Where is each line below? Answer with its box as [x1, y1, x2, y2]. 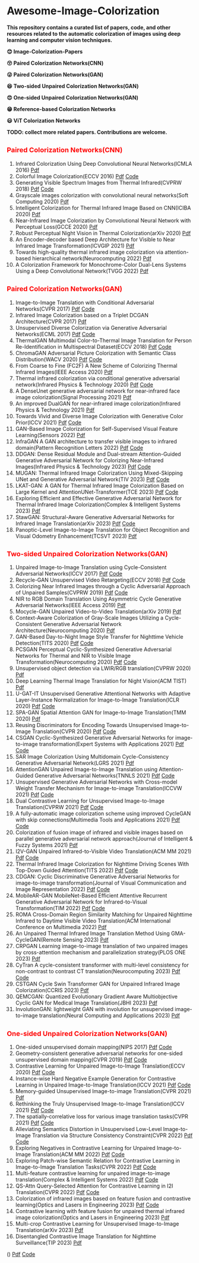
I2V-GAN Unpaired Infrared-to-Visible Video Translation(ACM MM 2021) [15, 848, 192, 855]
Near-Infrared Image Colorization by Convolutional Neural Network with [15, 217, 191, 224]
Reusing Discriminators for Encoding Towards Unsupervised [15, 722, 163, 729]
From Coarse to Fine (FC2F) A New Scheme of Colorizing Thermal [15, 362, 178, 369]
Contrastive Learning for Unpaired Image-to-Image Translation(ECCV [15, 1062, 185, 1070]
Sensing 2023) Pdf [62, 936, 109, 943]
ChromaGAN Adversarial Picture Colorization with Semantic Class [15, 349, 176, 356]
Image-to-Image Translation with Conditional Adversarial [15, 299, 154, 306]
